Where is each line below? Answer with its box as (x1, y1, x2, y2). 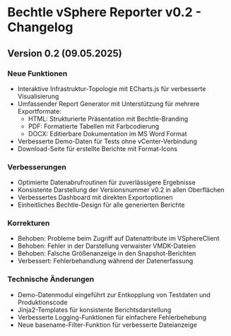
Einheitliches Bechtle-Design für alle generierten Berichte (17, 200, 185, 209)
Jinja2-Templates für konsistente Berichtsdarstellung (17, 305, 172, 314)
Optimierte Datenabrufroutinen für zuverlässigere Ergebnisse (17, 178, 196, 187)
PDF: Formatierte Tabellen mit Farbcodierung (28, 121, 160, 131)
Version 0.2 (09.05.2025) (7, 47, 122, 59)
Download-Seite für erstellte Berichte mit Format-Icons (17, 144, 178, 152)
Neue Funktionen (7, 68, 68, 78)
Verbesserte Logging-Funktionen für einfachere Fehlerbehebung (17, 313, 207, 321)
